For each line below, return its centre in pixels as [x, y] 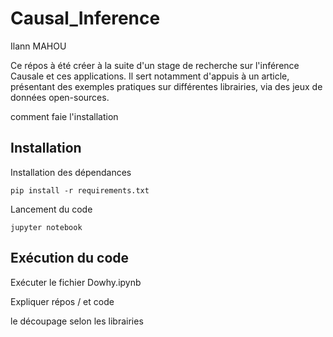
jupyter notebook [46, 227]
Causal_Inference [85, 18]
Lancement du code [51, 209]
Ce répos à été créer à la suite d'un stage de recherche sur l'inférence [155, 65]
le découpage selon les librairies [77, 321]
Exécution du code [70, 258]
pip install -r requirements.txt [80, 190]
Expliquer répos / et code [62, 301]
